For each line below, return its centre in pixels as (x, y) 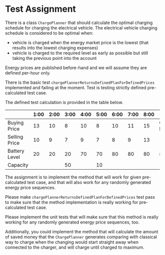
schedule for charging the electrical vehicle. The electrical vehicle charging (81, 27)
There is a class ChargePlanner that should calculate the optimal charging (79, 23)
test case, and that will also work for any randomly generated (89, 182)
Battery (16, 151)
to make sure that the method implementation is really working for (72, 202)
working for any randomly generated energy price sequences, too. (72, 222)
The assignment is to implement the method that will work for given (73, 177)
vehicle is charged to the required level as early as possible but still (80, 53)
